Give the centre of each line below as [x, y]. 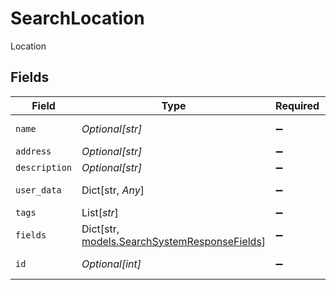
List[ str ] [100, 212]
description [44, 167]
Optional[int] [111, 264]
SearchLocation [77, 18]
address [33, 151]
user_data [38, 190]
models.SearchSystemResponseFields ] [174, 241]
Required [297, 105]
